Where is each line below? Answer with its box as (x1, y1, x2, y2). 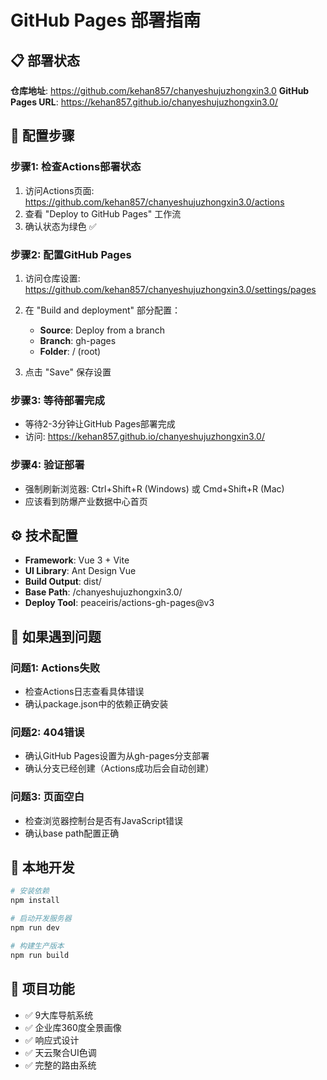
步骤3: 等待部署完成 (10, 393, 105, 407)
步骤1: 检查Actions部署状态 (10, 160, 142, 174)
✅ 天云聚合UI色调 (24, 1046, 97, 1058)
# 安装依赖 (10, 886, 50, 896)
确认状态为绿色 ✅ (24, 220, 97, 232)
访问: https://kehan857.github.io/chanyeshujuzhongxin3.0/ (24, 431, 265, 443)
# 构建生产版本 (10, 941, 65, 951)
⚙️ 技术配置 (10, 527, 78, 544)
